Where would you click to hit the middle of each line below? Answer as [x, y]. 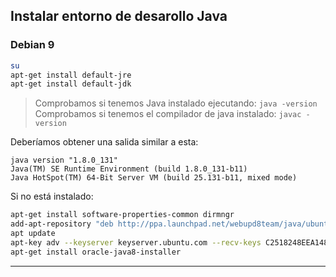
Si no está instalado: [52, 196]
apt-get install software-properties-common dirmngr [122, 215]
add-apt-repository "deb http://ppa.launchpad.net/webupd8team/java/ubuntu [171, 224]
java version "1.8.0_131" [64, 160]
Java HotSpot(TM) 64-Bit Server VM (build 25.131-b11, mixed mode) [154, 178]
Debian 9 [32, 45]
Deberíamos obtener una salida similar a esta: [104, 142]
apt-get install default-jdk [71, 84]
